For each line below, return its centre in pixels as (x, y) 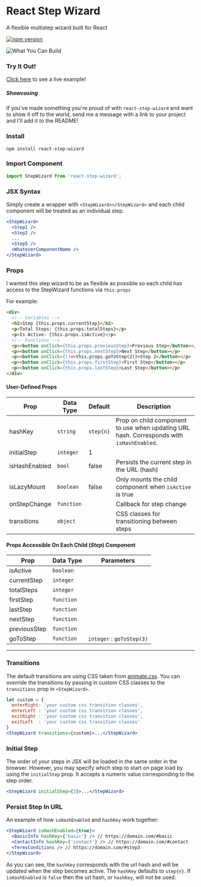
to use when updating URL (153, 428)
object (66, 521)
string (66, 432)
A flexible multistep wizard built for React (57, 28)
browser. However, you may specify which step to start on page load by (95, 768)
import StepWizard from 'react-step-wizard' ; (64, 176)
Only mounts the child (147, 480)
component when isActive (153, 487)
